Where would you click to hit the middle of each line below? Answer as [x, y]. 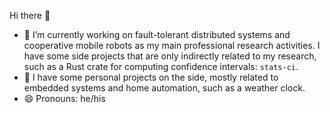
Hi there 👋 [30, 15]
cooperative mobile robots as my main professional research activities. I [172, 45]
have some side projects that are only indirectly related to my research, [170, 56]
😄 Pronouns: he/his [64, 98]
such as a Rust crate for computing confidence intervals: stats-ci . [161, 66]
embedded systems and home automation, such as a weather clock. [164, 88]
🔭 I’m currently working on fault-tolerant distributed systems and [157, 34]
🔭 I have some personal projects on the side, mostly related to [151, 77]
